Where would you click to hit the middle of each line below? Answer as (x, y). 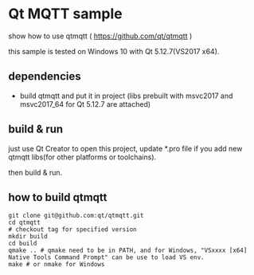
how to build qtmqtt (58, 197)
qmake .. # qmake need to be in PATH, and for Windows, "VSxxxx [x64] (128, 251)
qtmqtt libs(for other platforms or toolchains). (82, 157)
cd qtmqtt (25, 223)
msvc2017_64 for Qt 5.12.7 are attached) (85, 104)
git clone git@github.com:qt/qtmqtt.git (76, 216)
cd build (23, 244)
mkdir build (28, 237)
